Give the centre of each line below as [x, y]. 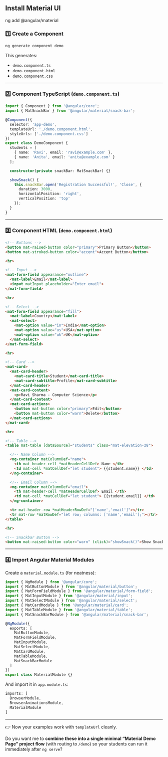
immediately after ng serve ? [34, 749]
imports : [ [16, 694]
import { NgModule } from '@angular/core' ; [51, 582]
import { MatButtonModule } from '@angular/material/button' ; [71, 587]
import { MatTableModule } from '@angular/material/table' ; [69, 610]
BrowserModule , [25, 698]
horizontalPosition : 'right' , [50, 194]
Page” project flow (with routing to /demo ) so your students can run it [76, 743]
